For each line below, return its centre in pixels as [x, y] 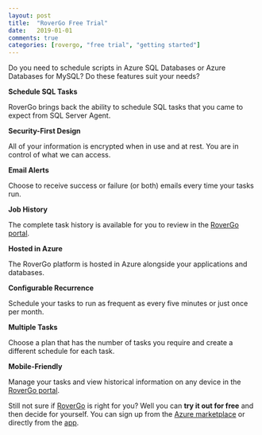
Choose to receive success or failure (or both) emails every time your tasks [131, 186]
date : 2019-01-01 [40, 30]
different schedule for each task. [62, 351]
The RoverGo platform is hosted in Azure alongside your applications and [128, 264]
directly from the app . [44, 423]
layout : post [30, 16]
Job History [28, 210]
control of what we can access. [60, 155]
